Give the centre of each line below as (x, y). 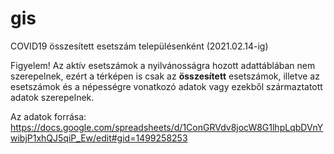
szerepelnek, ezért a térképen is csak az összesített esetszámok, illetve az (165, 76)
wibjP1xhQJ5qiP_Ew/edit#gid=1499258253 (99, 138)
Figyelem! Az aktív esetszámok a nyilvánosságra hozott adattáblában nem (163, 65)
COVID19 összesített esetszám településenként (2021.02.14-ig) (139, 46)
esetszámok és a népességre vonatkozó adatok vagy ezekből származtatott (166, 86)
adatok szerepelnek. (52, 97)
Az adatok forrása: (48, 116)
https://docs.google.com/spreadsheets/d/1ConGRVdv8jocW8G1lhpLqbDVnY (167, 127)
